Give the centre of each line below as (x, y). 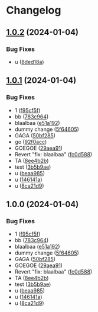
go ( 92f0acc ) (31, 141)
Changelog (34, 10)
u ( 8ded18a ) (29, 62)
